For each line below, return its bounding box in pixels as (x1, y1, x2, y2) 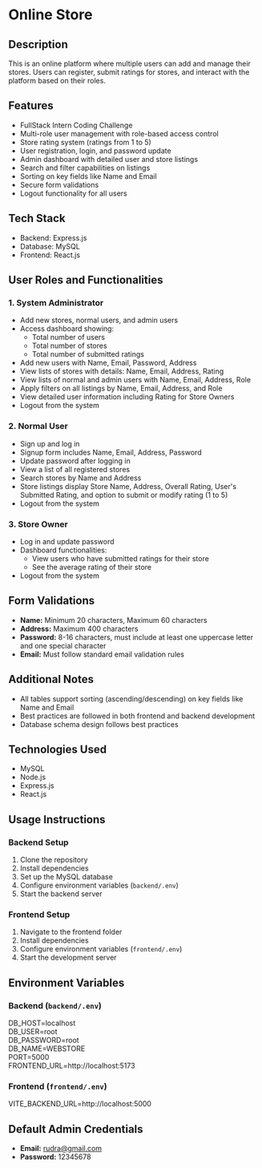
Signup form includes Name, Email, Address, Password (19, 447, 202, 457)
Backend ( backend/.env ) (8, 1000, 102, 1011)
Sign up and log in (19, 439, 80, 448)
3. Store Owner (8, 519, 68, 530)
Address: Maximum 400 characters (19, 624, 139, 633)
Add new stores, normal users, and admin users (19, 315, 179, 325)
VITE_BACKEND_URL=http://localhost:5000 (8, 1099, 152, 1109)
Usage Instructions (8, 812, 106, 826)
